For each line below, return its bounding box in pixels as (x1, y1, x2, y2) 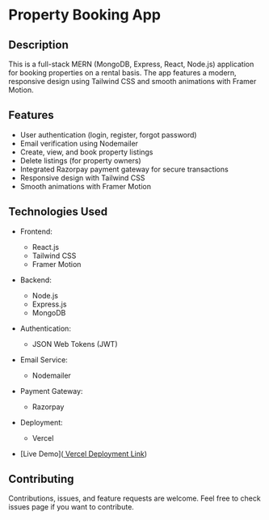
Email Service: (19, 354, 69, 365)
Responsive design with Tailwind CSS (19, 172, 145, 183)
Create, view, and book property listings (19, 147, 153, 157)
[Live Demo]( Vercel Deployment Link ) (19, 449, 148, 459)
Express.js (32, 299, 67, 309)
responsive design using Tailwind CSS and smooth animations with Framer (8, 77, 257, 86)
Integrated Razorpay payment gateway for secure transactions (19, 164, 229, 174)
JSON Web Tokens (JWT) (32, 339, 119, 349)
